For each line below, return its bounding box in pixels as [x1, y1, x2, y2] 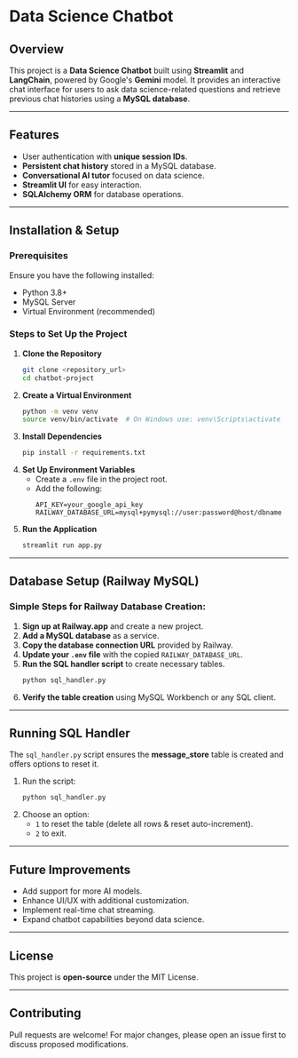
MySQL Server [21, 296, 76, 307]
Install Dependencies [21, 431, 102, 441]
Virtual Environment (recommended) [21, 306, 156, 316]
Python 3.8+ [21, 287, 68, 298]
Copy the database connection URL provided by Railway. [21, 640, 233, 650]
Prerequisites [9, 250, 68, 262]
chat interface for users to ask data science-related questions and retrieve [9, 84, 281, 94]
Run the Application [21, 524, 98, 535]
